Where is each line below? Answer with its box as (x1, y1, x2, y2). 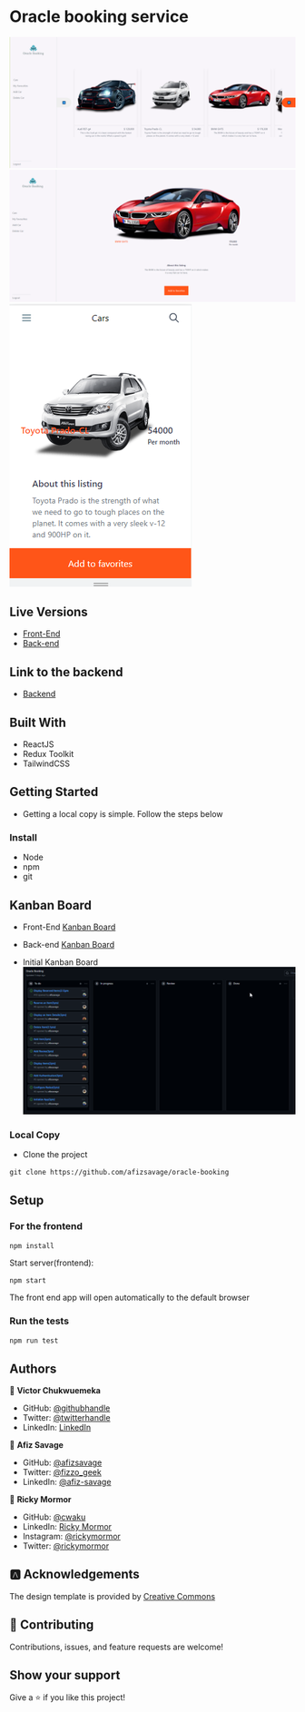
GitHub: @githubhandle (22, 1402, 111, 1413)
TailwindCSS (22, 758, 71, 769)
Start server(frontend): (9, 1257, 94, 1268)
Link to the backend (9, 664, 123, 680)
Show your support (9, 1668, 121, 1683)
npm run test (9, 1336, 59, 1345)
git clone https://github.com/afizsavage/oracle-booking (9, 1168, 230, 1177)
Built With (9, 714, 66, 730)
